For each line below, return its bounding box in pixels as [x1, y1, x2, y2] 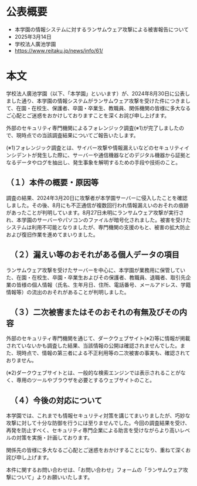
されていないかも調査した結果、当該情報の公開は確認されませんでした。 [6, 342, 181, 349]
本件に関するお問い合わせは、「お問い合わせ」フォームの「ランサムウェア [6, 467, 184, 474]
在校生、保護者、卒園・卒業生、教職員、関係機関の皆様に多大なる [31, 104, 191, 111]
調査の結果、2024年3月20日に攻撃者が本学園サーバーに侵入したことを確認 [6, 194, 188, 201]
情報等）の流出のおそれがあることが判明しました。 [6, 288, 130, 295]
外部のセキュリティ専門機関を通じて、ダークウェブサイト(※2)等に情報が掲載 [6, 335, 191, 342]
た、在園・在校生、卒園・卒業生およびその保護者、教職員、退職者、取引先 [6, 274, 186, 281]
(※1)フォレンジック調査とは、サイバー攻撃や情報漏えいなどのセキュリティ [6, 144, 185, 151]
